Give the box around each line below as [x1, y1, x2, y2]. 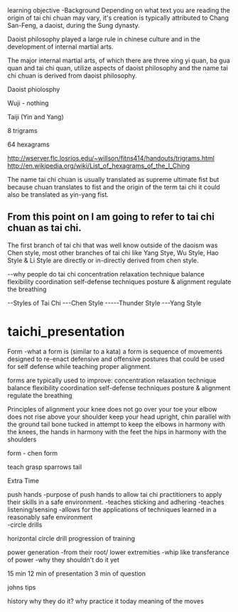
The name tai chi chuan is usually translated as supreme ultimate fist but [7, 176, 220, 183]
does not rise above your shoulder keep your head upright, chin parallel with [7, 412, 231, 421]
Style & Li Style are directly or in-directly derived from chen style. [7, 256, 199, 264]
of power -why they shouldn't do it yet [7, 555, 119, 564]
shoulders [7, 435, 37, 444]
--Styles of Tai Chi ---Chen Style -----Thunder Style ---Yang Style [7, 299, 202, 307]
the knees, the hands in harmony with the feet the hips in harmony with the [7, 427, 227, 436]
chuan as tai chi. [7, 222, 82, 234]
